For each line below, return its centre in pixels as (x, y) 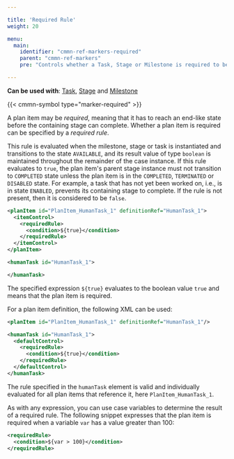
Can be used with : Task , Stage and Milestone (72, 91)
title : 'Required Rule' (42, 20)
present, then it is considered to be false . (67, 198)
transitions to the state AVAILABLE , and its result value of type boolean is (109, 153)
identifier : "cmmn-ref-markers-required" (80, 52)
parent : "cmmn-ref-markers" (60, 59)
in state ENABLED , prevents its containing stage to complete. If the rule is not (115, 190)
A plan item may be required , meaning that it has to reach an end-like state (114, 118)
